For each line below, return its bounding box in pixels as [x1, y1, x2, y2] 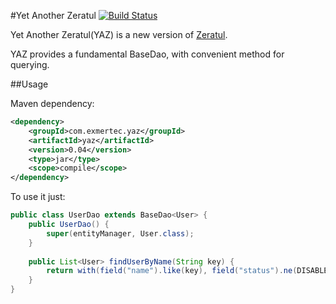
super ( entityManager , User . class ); [46, 228, 195, 239]
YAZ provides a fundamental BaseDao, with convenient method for [10, 48, 285, 60]
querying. [10, 59, 50, 70]
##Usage [10, 78, 49, 90]
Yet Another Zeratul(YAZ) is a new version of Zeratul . [10, 29, 228, 40]
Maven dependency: [10, 98, 95, 109]
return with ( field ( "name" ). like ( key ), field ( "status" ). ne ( [46, 266, 298, 276]
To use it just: [10, 191, 66, 203]
